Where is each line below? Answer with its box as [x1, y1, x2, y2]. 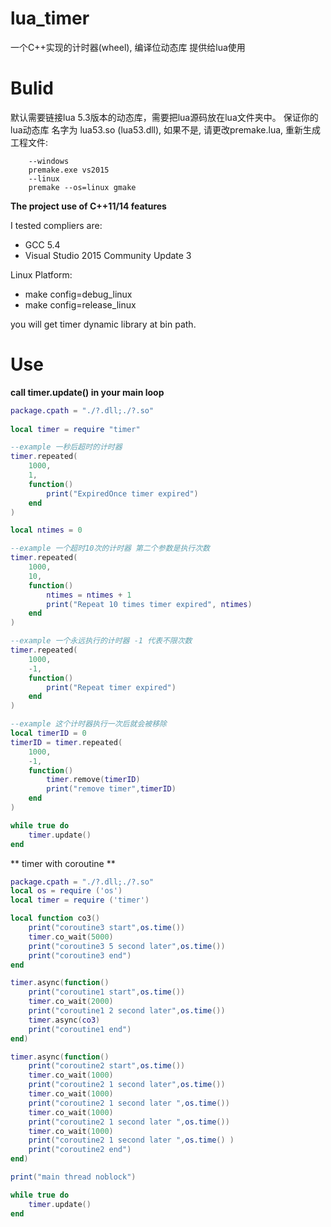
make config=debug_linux [24, 288, 133, 300]
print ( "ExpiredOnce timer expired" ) [46, 488, 199, 499]
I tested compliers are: [10, 219, 103, 231]
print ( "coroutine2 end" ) [28, 1145, 132, 1155]
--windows [28, 156, 70, 166]
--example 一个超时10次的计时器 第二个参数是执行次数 [10, 543, 210, 554]
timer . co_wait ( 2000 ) [28, 997, 114, 1007]
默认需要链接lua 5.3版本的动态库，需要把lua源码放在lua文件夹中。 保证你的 [10, 111, 319, 123]
